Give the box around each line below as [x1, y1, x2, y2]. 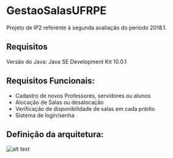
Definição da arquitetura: [6, 129, 104, 140]
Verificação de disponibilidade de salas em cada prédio [15, 105, 155, 112]
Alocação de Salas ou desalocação [15, 99, 104, 106]
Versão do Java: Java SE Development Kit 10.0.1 [6, 58, 127, 65]
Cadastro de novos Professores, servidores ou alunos [15, 92, 151, 99]
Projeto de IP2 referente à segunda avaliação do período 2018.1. [6, 24, 167, 31]
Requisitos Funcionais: [6, 76, 95, 86]
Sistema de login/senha [15, 111, 75, 119]
